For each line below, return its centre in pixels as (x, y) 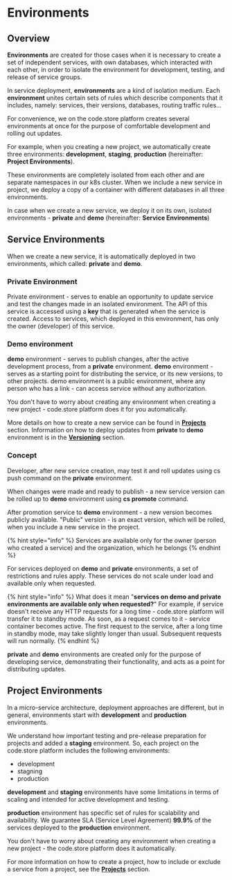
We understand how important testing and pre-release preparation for (107, 735)
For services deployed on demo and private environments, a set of (103, 568)
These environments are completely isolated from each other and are (106, 175)
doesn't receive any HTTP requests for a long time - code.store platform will (116, 611)
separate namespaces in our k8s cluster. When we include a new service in (115, 182)
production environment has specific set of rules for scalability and (103, 813)
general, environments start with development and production (97, 714)
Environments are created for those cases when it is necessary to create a (114, 55)
